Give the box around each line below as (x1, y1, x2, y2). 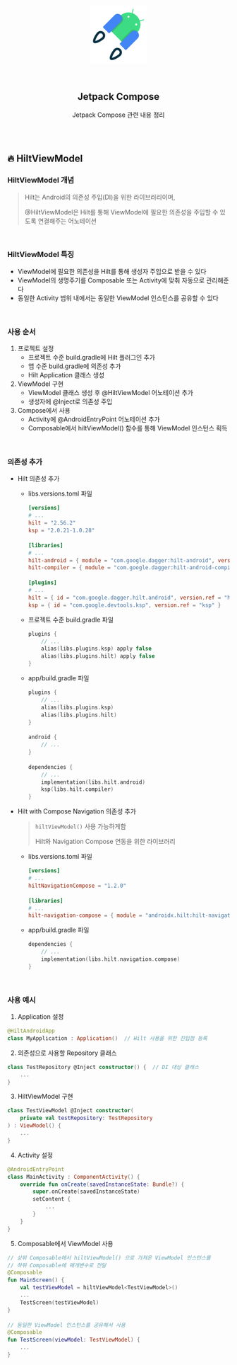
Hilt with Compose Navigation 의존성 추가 (17, 807, 136, 816)
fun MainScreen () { (7, 1277, 65, 1284)
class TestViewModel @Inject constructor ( (7, 1107, 134, 1114)
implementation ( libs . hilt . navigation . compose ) (41, 956, 181, 963)
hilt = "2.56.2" (28, 520, 76, 527)
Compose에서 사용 (17, 406, 71, 415)
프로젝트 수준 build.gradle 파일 (28, 615, 114, 624)
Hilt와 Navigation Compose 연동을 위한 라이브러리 (35, 838, 176, 846)
